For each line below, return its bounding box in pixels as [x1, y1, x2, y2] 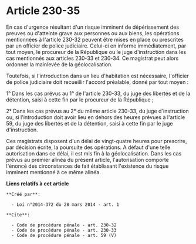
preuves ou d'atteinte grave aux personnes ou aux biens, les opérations [6, 29, 180, 36]
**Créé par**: [6, 191, 41, 197]
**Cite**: [6, 212, 31, 218]
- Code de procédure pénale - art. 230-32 [11, 222, 117, 228]
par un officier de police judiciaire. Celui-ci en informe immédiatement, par [6, 42, 187, 49]
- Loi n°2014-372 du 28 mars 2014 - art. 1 [11, 201, 119, 208]
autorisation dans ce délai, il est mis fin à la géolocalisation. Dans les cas [6, 150, 182, 157]
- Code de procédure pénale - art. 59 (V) [11, 232, 117, 238]
